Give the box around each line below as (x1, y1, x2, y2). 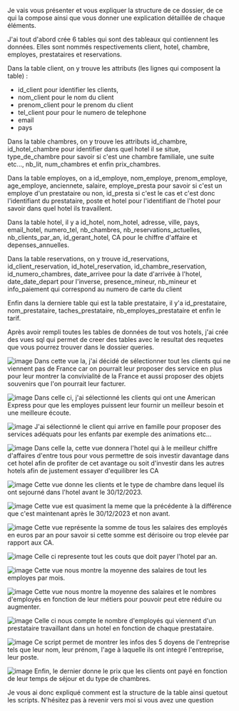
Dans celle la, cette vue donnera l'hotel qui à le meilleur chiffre (34, 444, 218, 452)
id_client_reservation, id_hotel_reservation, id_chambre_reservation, (7, 262, 207, 271)
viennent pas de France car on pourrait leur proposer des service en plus (7, 364, 223, 373)
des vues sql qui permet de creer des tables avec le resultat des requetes (7, 336, 224, 343)
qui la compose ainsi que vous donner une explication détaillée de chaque (7, 14, 225, 22)
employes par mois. (7, 574, 66, 582)
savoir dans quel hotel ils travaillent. (7, 204, 113, 213)
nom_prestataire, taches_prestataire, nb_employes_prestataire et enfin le (7, 306, 221, 315)
